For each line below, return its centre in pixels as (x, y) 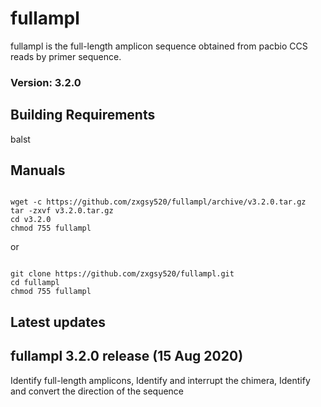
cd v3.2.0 (31, 220)
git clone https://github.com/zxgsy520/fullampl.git (122, 274)
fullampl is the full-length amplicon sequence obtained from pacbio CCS (159, 46)
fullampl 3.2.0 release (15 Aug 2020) (127, 356)
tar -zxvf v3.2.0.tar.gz (62, 211)
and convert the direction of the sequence (97, 391)
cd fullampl (35, 283)
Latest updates (58, 322)
